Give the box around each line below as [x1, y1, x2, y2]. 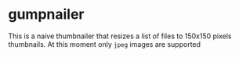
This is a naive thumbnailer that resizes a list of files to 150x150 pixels [8, 31, 232, 41]
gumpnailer [8, 5, 85, 23]
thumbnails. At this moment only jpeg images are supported [8, 39, 201, 48]
